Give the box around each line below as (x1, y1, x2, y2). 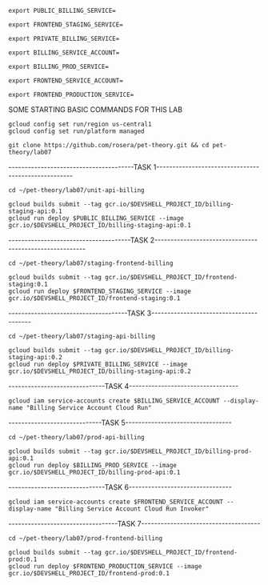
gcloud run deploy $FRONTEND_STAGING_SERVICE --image (8, 287, 192, 295)
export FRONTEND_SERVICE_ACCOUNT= (8, 77, 124, 85)
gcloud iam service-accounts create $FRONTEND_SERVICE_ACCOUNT (8, 498, 224, 506)
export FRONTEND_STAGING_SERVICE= (8, 21, 124, 29)
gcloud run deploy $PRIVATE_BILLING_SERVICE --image (8, 360, 188, 368)
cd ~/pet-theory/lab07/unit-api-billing (8, 186, 146, 194)
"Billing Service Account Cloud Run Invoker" (54, 505, 210, 513)
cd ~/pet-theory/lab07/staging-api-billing (8, 332, 156, 340)
